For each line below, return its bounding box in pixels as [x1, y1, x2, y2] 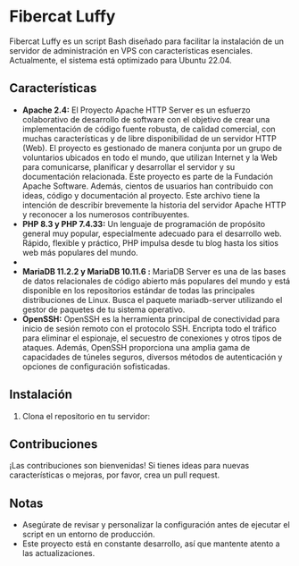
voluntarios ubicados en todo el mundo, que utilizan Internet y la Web [21, 152, 278, 163]
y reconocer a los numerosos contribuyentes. [21, 208, 190, 220]
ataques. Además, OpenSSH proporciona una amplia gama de [21, 342, 251, 352]
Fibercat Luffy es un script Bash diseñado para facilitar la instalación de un [9, 36, 284, 46]
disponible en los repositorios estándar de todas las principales [21, 284, 255, 296]
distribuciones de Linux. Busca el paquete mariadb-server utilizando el [21, 294, 283, 305]
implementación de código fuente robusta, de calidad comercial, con [21, 123, 276, 134]
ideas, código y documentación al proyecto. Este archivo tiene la [21, 190, 261, 200]
